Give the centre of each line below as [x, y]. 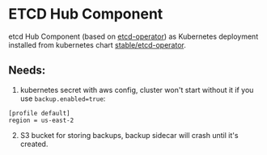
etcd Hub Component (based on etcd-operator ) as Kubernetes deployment [133, 36]
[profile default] [39, 113]
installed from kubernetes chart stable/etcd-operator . [97, 44]
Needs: [27, 71]
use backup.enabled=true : [63, 98]
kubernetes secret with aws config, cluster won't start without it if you [137, 90]
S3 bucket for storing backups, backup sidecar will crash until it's [129, 135]
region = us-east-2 [41, 120]
